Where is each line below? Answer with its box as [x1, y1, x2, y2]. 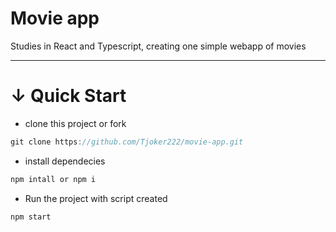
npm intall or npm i [10, 174, 97, 184]
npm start [10, 212, 52, 222]
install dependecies [24, 155, 106, 167]
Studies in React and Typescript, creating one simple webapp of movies [10, 40, 307, 52]
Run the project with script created [24, 192, 168, 204]
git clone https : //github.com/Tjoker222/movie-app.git [10, 137, 244, 147]
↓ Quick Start [10, 85, 127, 107]
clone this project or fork [24, 117, 127, 129]
